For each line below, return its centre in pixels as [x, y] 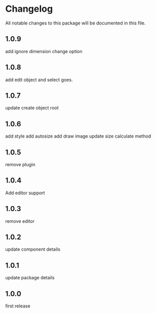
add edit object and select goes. [39, 80]
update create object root [32, 108]
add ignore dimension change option [44, 51]
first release [18, 306]
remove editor [20, 221]
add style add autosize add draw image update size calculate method [78, 136]
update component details [33, 249]
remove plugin [20, 164]
